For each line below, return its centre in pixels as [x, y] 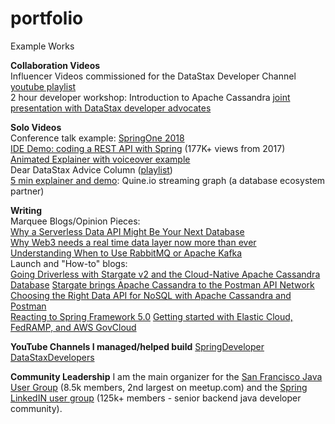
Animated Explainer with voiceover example [100, 159]
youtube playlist [43, 86]
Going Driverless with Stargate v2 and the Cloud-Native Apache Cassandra [165, 274]
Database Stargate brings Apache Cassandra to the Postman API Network [162, 284]
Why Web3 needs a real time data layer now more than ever [133, 242]
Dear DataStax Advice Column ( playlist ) [91, 169]
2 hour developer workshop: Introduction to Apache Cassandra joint [150, 97]
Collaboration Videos [55, 65]
